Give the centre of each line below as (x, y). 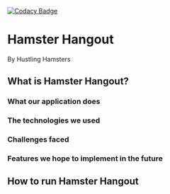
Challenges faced (38, 139)
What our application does (54, 101)
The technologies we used (54, 120)
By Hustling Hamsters (39, 59)
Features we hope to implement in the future (85, 159)
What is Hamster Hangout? (68, 81)
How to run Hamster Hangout (73, 182)
